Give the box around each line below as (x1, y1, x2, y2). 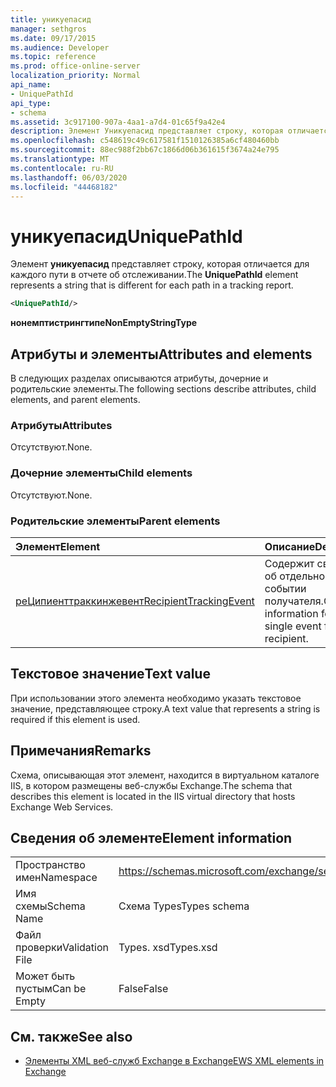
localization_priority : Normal (10, 71, 141, 81)
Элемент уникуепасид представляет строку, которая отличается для (10, 258, 310, 270)
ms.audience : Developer (10, 42, 110, 53)
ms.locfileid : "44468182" (10, 182, 118, 192)
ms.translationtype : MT (10, 154, 110, 164)
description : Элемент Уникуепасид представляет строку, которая (10, 126, 284, 136)
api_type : (10, 98, 52, 108)
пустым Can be (15, 982, 87, 996)
